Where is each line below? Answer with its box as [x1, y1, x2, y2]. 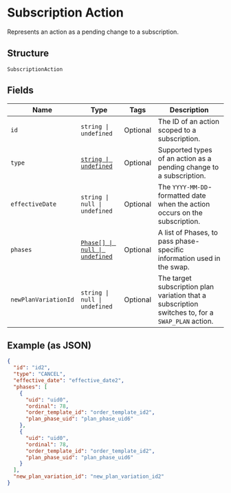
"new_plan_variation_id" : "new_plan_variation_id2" [13, 473, 165, 480]
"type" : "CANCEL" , [13, 370, 67, 378]
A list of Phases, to [157, 227, 219, 237]
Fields [7, 85, 34, 96]
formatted [157, 191, 190, 200]
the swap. [157, 262, 190, 271]
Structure [7, 48, 49, 59]
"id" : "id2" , [13, 364, 51, 371]
